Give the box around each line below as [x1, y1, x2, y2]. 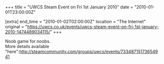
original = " [5, 24, 28, 30]
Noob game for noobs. [5, 38, 51, 44]
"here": [5, 48, 20, 54]
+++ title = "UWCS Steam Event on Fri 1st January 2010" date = [5, 4, 134, 10]
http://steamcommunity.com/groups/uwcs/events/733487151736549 [19, 48, 158, 54]
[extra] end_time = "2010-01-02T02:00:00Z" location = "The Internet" [5, 19, 146, 24]
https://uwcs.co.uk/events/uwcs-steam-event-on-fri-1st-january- [27, 24, 159, 30]
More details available [5, 44, 49, 49]
